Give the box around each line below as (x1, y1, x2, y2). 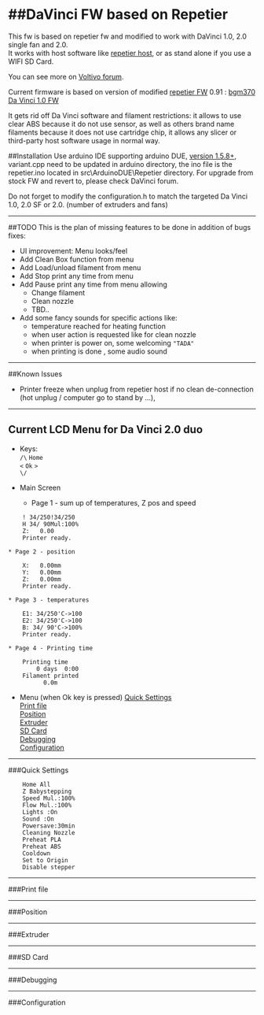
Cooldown (22, 849, 51, 858)
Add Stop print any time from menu (19, 271, 134, 280)
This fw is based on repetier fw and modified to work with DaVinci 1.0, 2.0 (8, 31, 247, 41)
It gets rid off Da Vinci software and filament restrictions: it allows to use (8, 110, 242, 120)
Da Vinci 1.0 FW (8, 95, 59, 105)
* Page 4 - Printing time (8, 644, 93, 652)
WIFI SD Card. (8, 57, 54, 66)
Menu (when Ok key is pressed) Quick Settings (19, 692, 172, 702)
